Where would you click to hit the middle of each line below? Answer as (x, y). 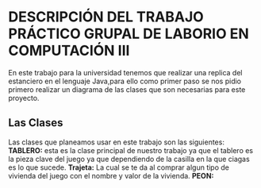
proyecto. (24, 98)
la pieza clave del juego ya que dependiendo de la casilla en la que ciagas (129, 159)
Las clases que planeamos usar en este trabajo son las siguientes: (116, 142)
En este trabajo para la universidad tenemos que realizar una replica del (125, 72)
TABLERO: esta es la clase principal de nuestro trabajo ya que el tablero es (131, 150)
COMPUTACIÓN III (69, 51)
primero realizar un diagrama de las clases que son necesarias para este (127, 89)
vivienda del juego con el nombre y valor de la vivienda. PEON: (111, 175)
